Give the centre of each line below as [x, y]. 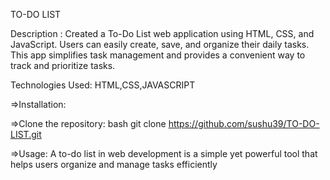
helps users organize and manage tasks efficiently [114, 164]
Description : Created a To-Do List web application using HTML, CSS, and [162, 33]
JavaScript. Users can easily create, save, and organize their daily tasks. [160, 44]
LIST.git [26, 134]
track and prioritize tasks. [63, 65]
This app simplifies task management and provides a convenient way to [158, 55]
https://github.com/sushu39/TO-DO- [244, 123]
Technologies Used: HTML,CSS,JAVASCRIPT [103, 85]
